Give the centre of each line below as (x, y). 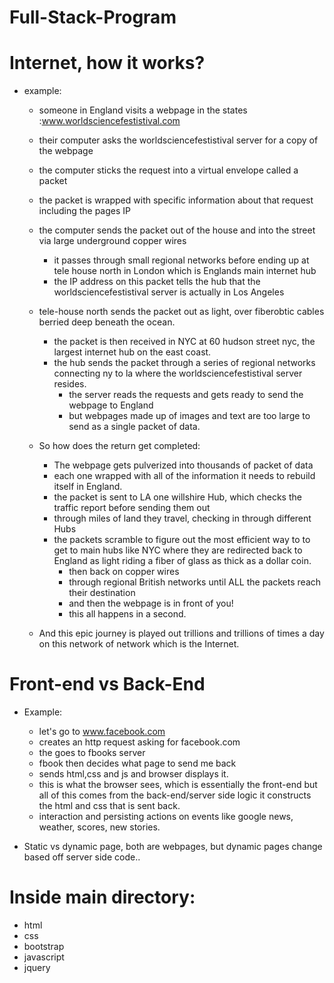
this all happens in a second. (127, 614)
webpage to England (111, 405)
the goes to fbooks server (92, 753)
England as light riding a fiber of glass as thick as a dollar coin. (182, 561)
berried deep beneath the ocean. (107, 322)
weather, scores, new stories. (99, 827)
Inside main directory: (102, 897)
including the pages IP (84, 211)
